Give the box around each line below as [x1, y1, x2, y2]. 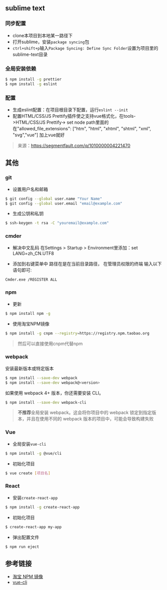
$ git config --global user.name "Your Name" [5, 196, 102, 201]
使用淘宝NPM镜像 [12, 320, 49, 326]
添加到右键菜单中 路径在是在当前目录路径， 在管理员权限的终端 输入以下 [12, 261, 162, 267]
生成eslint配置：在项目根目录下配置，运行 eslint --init [12, 107, 128, 113]
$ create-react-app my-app [5, 524, 62, 530]
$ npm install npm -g [5, 311, 51, 316]
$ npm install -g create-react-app [5, 504, 80, 510]
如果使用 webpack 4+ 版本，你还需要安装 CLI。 [5, 390, 104, 396]
